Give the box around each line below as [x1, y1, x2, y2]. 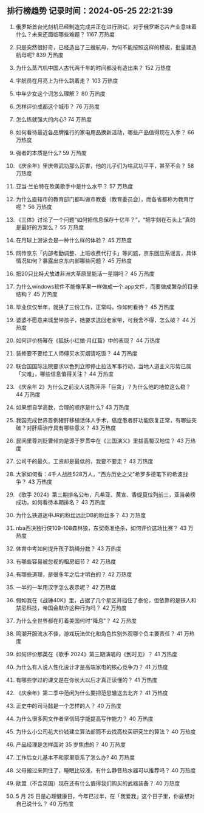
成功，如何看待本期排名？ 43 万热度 [15, 498, 106, 506]
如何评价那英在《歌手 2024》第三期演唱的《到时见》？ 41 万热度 [15, 650, 178, 657]
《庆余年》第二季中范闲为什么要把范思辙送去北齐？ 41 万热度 [15, 689, 169, 696]
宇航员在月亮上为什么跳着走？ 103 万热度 [15, 77, 118, 84]
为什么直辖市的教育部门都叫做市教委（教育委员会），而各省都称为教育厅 [15, 195, 194, 202]
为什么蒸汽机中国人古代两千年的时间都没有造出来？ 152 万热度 [15, 64, 172, 71]
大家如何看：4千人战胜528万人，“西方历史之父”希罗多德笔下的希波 [15, 470, 183, 478]
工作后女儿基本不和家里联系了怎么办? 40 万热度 [15, 753, 135, 761]
